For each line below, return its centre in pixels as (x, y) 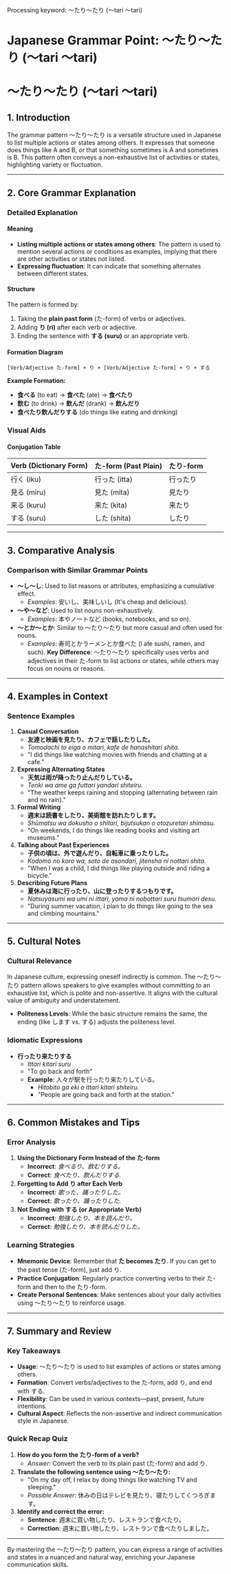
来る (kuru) (29, 505)
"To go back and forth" (60, 1071)
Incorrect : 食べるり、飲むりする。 (76, 1166)
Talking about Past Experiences (63, 845)
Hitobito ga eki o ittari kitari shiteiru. (88, 1087)
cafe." (36, 762)
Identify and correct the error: (60, 1511)
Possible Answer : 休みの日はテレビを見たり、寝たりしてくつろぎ (119, 1495)
